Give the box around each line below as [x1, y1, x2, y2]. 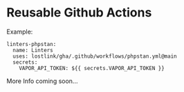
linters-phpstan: [6, 41, 57, 47]
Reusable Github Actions [6, 5, 152, 21]
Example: [6, 27, 33, 36]
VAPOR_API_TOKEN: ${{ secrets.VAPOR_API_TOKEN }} [19, 65, 165, 71]
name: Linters [12, 47, 53, 54]
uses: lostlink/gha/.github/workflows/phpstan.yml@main [12, 53, 177, 60]
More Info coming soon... [6, 77, 78, 85]
